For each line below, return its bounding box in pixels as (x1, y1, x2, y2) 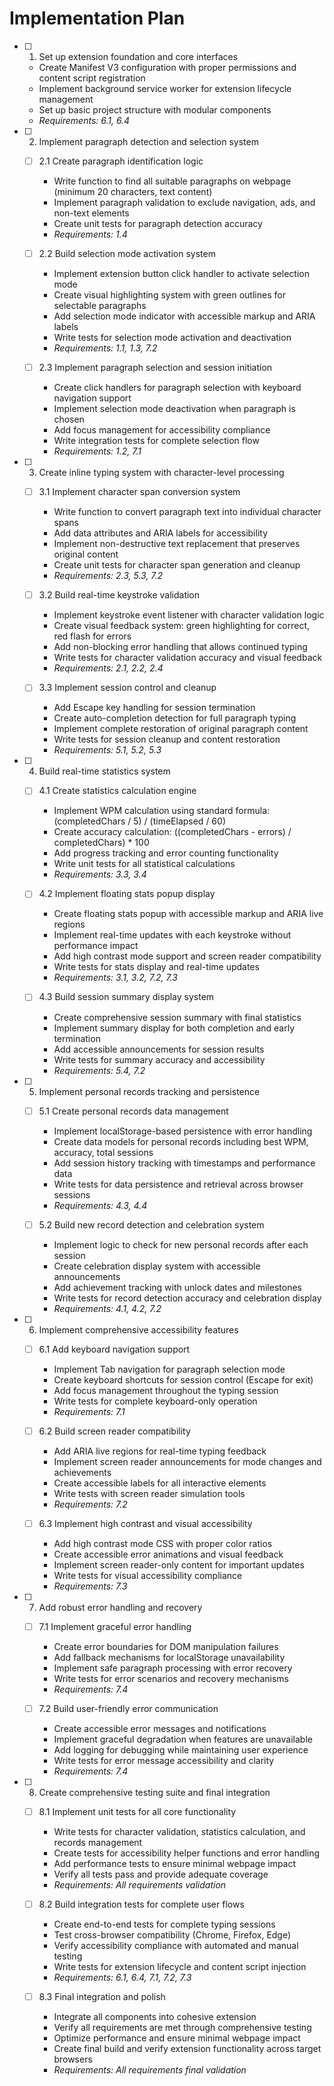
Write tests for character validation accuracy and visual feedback (53, 652, 323, 664)
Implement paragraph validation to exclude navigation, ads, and (53, 197, 316, 208)
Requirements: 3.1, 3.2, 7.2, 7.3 (53, 972, 178, 984)
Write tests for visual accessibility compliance (53, 1569, 243, 1581)
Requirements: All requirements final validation (53, 2064, 247, 2076)
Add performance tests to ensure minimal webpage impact (53, 1858, 297, 1869)
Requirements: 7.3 (53, 1580, 128, 1592)
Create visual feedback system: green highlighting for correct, (53, 620, 310, 632)
